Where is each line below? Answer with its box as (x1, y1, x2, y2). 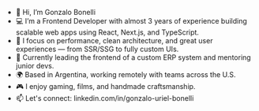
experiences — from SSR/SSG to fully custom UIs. (15, 44, 179, 54)
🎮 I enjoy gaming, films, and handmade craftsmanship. (15, 82, 196, 91)
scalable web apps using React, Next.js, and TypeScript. (15, 28, 200, 37)
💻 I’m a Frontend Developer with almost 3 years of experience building (15, 17, 247, 25)
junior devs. (15, 61, 54, 70)
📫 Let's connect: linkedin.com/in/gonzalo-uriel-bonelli (15, 94, 194, 102)
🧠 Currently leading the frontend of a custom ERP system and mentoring (15, 53, 251, 62)
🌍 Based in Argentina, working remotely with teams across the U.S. (15, 70, 236, 79)
